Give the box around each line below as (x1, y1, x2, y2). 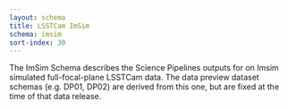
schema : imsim (9, 29, 63, 38)
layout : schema (9, 13, 66, 22)
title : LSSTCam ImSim (9, 21, 90, 30)
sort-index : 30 (9, 38, 66, 47)
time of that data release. (9, 91, 102, 102)
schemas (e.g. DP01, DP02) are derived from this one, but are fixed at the (9, 81, 280, 92)
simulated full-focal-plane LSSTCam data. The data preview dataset (9, 72, 259, 83)
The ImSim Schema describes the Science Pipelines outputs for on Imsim (9, 63, 279, 73)
